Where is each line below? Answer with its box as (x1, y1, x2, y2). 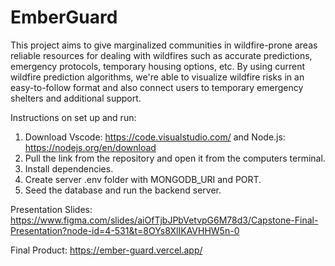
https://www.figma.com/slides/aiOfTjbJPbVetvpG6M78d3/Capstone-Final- (10, 214, 319, 226)
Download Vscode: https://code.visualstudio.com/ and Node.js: (24, 131, 286, 143)
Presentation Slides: (10, 203, 93, 215)
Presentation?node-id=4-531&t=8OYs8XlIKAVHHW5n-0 (10, 224, 240, 236)
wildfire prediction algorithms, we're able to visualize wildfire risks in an (10, 71, 305, 83)
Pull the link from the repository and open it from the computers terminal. (24, 152, 326, 164)
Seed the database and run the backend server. (24, 184, 222, 196)
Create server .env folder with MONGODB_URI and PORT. (24, 173, 262, 185)
